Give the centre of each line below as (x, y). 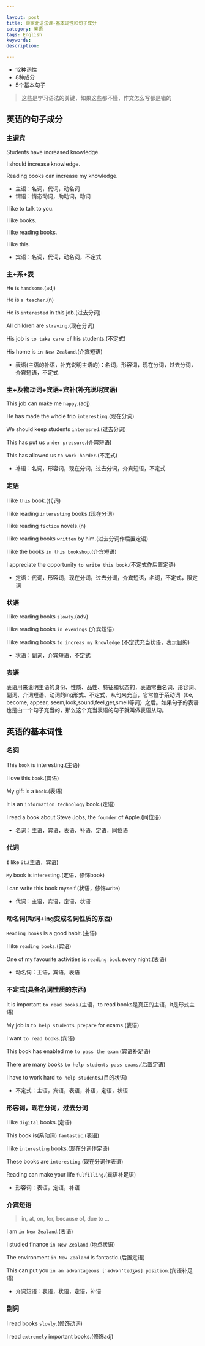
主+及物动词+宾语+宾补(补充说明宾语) (62, 389)
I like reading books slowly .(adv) (47, 616)
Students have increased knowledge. (53, 152)
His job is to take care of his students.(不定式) (66, 338)
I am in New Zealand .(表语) (40, 1231)
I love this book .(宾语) (33, 778)
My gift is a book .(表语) (35, 791)
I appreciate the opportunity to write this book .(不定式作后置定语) (91, 564)
